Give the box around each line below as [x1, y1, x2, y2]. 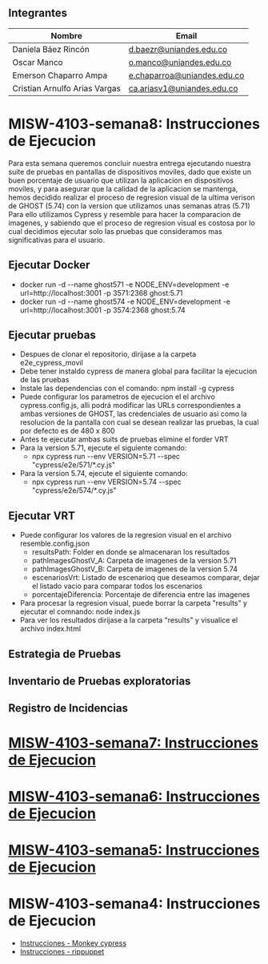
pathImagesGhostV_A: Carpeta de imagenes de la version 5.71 [31, 556, 237, 566]
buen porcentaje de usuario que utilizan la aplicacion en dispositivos [8, 175, 234, 185]
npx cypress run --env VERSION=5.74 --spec [31, 477, 182, 487]
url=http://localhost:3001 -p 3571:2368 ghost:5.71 [19, 288, 183, 297]
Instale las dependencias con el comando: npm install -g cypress [19, 384, 234, 393]
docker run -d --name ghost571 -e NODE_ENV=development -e [19, 280, 230, 289]
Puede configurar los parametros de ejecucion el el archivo [19, 392, 216, 401]
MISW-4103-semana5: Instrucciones [8, 841, 260, 859]
